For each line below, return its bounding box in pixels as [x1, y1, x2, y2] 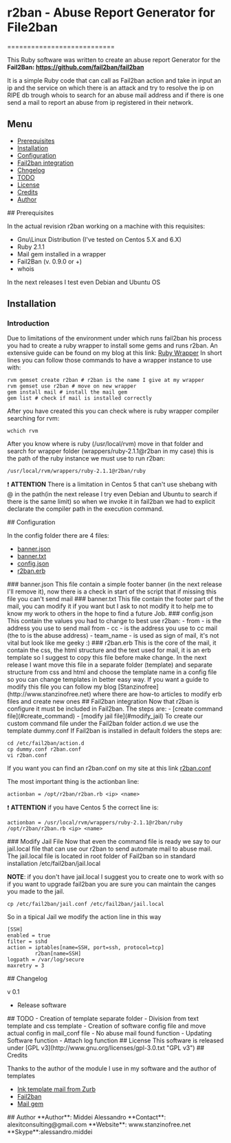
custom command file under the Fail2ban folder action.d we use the [7, 719, 199, 728]
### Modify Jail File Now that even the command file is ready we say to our [7, 838, 221, 846]
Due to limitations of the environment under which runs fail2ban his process [7, 334, 222, 343]
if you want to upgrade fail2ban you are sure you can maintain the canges [7, 880, 217, 889]
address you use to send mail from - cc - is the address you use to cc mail [7, 624, 218, 632]
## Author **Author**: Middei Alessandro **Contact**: [7, 1113, 166, 1122]
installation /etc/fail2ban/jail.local [7, 860, 101, 868]
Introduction [7, 318, 49, 328]
